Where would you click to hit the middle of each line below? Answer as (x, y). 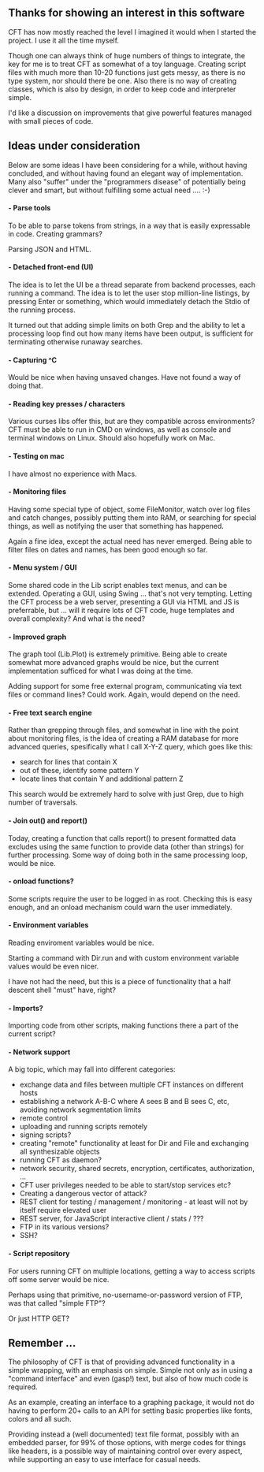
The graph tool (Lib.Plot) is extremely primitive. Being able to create (118, 654)
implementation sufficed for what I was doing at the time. (100, 671)
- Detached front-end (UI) (51, 267)
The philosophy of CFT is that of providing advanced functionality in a (122, 1362)
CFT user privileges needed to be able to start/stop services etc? (125, 1185)
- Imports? (26, 1008)
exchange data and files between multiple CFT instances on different (132, 1085)
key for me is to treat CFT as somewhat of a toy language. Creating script (127, 64)
